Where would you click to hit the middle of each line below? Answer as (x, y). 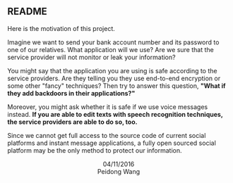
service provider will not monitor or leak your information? (91, 57)
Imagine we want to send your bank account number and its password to (113, 42)
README (27, 12)
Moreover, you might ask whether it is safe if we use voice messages (108, 107)
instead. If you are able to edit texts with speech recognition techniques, (115, 114)
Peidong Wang (119, 171)
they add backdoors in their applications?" (71, 93)
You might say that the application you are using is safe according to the (112, 70)
